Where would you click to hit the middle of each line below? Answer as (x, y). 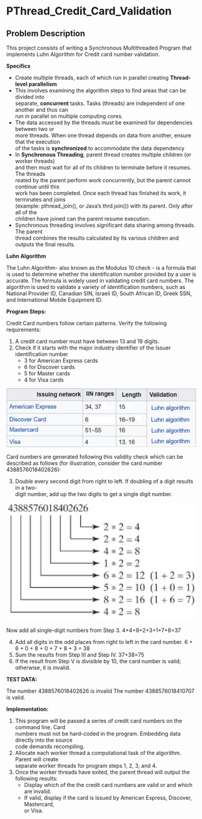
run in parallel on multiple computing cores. (69, 116)
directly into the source (44, 740)
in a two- (26, 488)
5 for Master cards (47, 373)
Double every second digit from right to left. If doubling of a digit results (104, 481)
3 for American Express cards (61, 361)
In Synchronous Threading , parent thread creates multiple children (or (103, 155)
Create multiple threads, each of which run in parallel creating (92, 78)
